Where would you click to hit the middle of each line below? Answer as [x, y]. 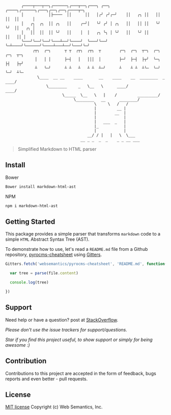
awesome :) [18, 345]
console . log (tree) [30, 282]
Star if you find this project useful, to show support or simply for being [79, 340]
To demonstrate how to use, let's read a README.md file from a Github [77, 249]
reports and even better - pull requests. [47, 379]
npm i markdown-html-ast [32, 206]
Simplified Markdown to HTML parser [57, 149]
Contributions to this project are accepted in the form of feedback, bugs [81, 373]
